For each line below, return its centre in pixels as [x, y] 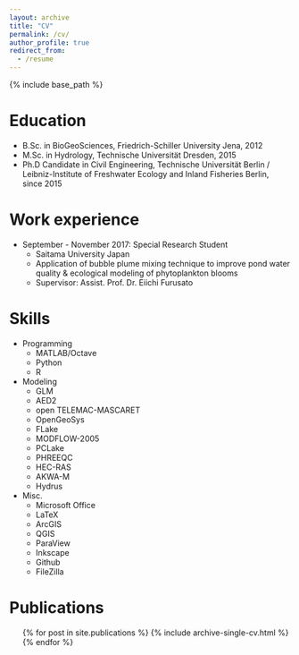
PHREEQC [54, 457]
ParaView [53, 543]
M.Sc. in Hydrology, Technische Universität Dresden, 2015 [129, 155]
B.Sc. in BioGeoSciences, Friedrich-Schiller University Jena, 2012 [142, 145]
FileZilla [50, 571]
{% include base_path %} [56, 85]
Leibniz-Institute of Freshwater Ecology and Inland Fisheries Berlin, [145, 174]
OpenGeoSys [60, 419]
